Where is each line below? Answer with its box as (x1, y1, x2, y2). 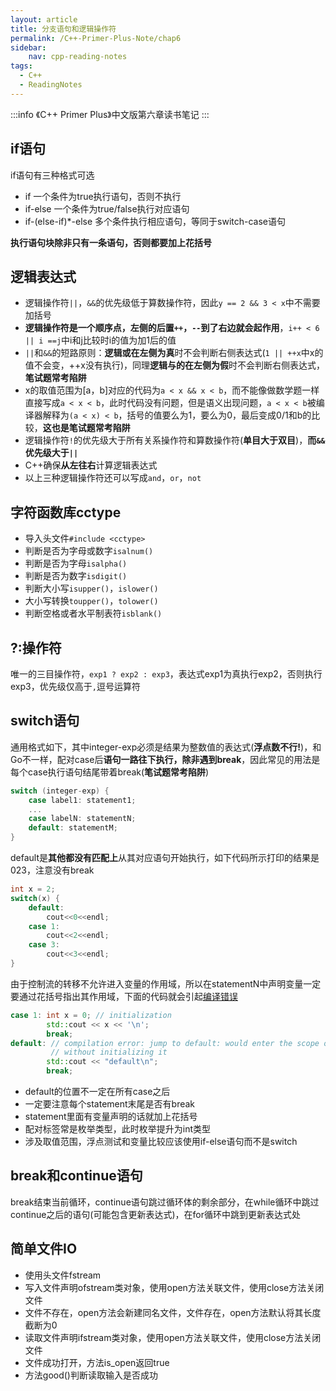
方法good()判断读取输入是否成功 (24, 1369, 158, 1381)
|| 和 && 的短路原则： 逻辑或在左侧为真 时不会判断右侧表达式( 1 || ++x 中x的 (24, 347, 324, 359)
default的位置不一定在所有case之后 (24, 1086, 171, 1098)
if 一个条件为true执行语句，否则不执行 (24, 190, 182, 202)
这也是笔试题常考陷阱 (42, 422, 131, 434)
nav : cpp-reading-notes (28, 52, 128, 62)
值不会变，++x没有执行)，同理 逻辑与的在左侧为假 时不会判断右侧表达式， (24, 359, 326, 371)
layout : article (10, 14, 78, 25)
